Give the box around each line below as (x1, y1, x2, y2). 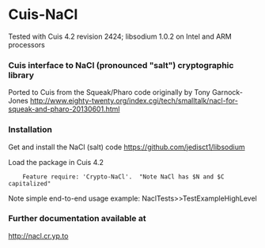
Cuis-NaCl (8, 6, 78, 24)
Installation (8, 124, 53, 135)
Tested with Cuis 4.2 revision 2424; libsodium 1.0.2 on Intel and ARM (8, 32, 232, 41)
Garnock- (212, 88, 244, 97)
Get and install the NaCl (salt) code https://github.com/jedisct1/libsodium (8, 142, 245, 152)
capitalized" (8, 179, 51, 187)
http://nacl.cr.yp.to (8, 231, 69, 240)
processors (8, 39, 45, 49)
